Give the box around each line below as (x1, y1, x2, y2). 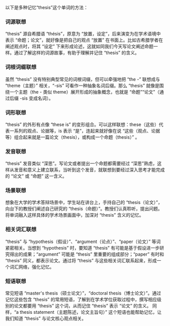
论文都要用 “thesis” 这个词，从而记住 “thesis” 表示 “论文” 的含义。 (14, 303, 152, 309)
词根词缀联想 (5, 64, 37, 71)
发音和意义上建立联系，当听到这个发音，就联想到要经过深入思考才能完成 (14, 167, 165, 173)
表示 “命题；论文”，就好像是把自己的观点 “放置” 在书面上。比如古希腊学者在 (5, 37, 163, 43)
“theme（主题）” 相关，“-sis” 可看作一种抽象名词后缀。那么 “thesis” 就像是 (5, 83, 159, 89)
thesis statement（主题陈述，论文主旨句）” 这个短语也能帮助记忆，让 (19, 309, 162, 315)
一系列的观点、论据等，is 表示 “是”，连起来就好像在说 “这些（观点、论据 (9, 128, 160, 134)
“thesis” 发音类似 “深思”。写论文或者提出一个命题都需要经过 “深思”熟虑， (5, 160, 157, 167)
